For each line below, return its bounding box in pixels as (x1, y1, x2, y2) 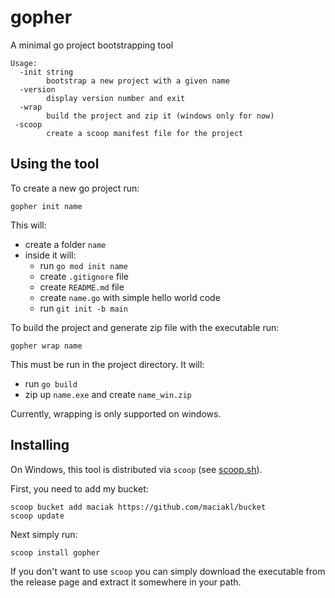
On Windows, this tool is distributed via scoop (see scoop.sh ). (10, 463, 263, 475)
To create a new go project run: (10, 182, 140, 194)
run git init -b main (39, 302, 128, 314)
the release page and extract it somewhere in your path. (10, 576, 242, 588)
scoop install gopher (10, 547, 101, 558)
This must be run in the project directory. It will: (10, 358, 205, 370)
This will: (10, 219, 47, 231)
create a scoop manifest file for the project (46, 128, 244, 138)
